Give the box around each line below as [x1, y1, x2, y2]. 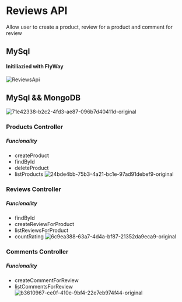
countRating [14, 233, 44, 240]
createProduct [14, 152, 50, 159]
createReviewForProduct [14, 221, 75, 228]
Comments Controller [6, 248, 69, 256]
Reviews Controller [6, 185, 61, 193]
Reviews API [6, 4, 68, 18]
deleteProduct [14, 165, 49, 172]
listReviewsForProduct [14, 227, 69, 234]
